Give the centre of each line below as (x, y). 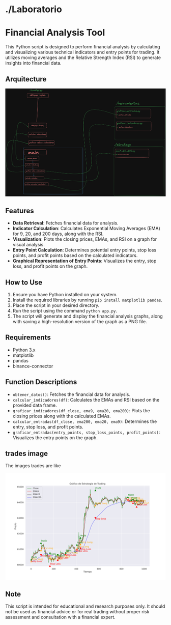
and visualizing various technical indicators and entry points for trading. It (82, 52)
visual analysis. (28, 245)
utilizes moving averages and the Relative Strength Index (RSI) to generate (83, 58)
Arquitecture (26, 79)
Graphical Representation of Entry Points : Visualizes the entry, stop (84, 261)
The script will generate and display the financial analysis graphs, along (88, 316)
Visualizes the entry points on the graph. (55, 437)
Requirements (28, 338)
